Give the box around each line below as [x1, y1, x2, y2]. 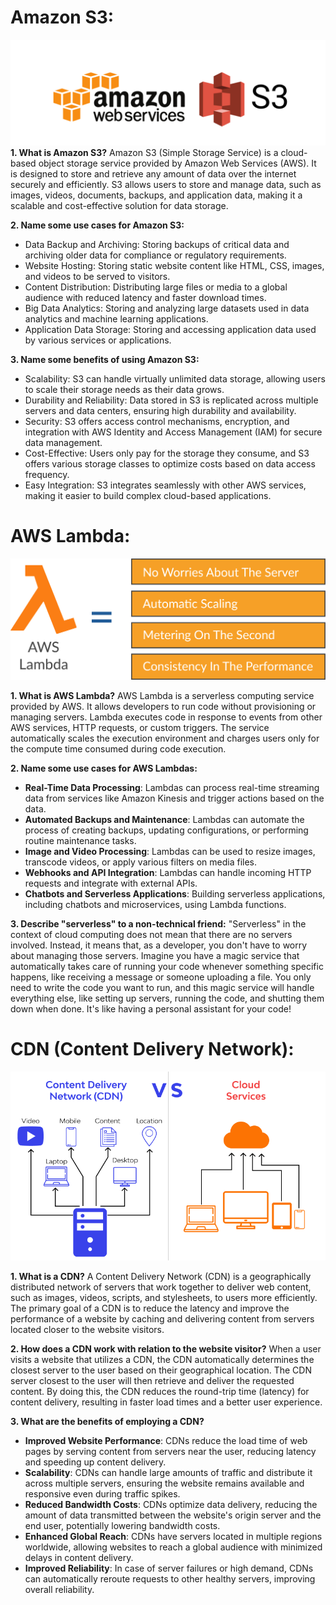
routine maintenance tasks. [24, 834, 137, 846]
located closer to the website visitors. [10, 1323, 165, 1335]
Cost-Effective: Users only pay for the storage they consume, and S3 [24, 447, 310, 460]
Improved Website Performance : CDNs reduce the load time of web [24, 1434, 308, 1446]
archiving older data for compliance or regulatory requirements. [24, 249, 287, 261]
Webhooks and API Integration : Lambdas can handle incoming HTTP [24, 866, 312, 878]
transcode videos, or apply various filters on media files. [24, 856, 258, 868]
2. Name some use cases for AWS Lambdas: [10, 762, 198, 774]
